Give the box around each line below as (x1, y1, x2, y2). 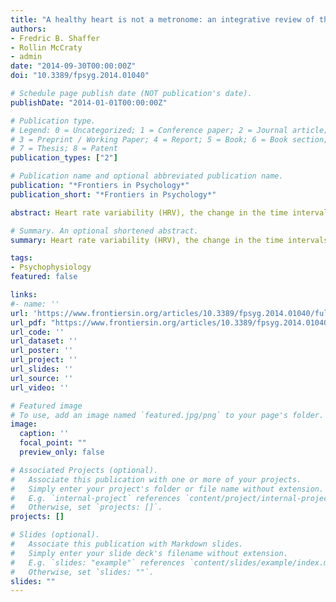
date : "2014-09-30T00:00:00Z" (10, 61, 137, 71)
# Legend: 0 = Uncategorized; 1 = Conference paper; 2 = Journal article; (10, 125, 329, 135)
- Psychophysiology (10, 262, 92, 273)
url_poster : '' (10, 346, 74, 356)
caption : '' (19, 429, 70, 439)
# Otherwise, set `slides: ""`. (10, 567, 155, 577)
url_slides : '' (10, 364, 74, 374)
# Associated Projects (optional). (10, 465, 159, 475)
